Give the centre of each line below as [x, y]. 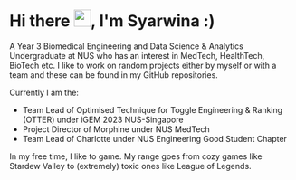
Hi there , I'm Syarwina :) [112, 21]
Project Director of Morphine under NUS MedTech [116, 129]
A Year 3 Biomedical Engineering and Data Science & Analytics [127, 46]
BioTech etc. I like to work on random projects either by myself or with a [143, 65]
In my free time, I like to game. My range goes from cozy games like [136, 156]
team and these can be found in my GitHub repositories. [114, 75]
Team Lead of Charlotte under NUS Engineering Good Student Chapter [155, 138]
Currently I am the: [44, 92]
